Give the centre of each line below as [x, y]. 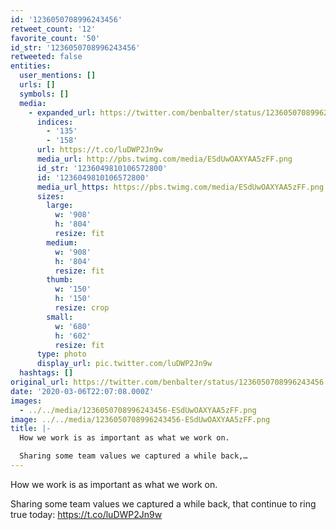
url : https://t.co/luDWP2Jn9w [99, 150]
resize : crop [82, 308]
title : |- [31, 429]
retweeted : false [46, 57]
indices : [55, 122]
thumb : [60, 280]
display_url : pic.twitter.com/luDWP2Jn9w [124, 364]
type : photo [61, 354]
